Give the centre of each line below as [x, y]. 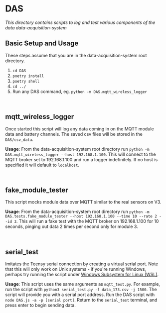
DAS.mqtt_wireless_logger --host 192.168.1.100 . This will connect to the [81, 154]
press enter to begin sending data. [40, 305]
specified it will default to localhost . [42, 165]
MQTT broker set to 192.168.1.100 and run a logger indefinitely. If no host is [82, 159]
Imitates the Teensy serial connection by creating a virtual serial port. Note [82, 264]
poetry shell [26, 81]
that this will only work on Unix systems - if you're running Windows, [76, 269]
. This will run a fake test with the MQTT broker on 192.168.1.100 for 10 [87, 221]
